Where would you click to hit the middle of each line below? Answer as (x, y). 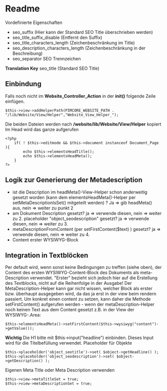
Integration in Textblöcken (47, 255)
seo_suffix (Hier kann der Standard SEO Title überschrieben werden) (83, 32)
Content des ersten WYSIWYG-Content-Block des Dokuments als (72, 273)
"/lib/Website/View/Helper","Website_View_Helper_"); (62, 115)
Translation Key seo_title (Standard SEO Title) (52, 68)
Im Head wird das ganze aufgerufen (42, 129)
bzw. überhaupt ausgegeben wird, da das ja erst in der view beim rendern (81, 294)
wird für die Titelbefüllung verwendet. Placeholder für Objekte (69, 343)
